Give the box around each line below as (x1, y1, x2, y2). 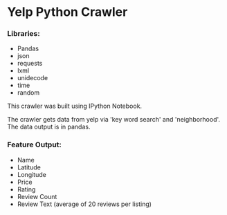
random (17, 88, 40, 97)
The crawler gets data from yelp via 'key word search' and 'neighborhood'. (7, 115, 220, 124)
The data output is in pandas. (7, 122, 91, 131)
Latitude (17, 163, 42, 171)
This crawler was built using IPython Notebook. (7, 102, 143, 111)
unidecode (17, 74, 48, 82)
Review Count (17, 192, 57, 200)
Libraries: (7, 29, 40, 39)
